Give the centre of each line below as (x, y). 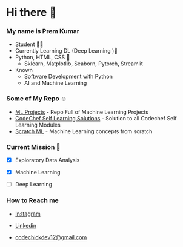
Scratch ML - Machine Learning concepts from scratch (84, 131)
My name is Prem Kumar (43, 31)
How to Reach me (32, 200)
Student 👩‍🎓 (29, 44)
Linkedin (26, 225)
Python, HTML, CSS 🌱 (42, 58)
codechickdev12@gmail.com (51, 237)
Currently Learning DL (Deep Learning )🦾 (66, 51)
